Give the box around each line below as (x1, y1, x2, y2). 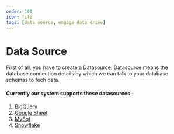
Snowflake (14, 121, 40, 129)
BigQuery (14, 103, 38, 110)
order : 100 (6, 8, 33, 15)
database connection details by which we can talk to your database (6, 70, 168, 77)
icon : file (6, 14, 33, 20)
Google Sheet (14, 109, 48, 116)
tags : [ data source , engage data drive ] (6, 19, 106, 25)
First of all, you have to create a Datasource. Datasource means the (6, 64, 168, 71)
